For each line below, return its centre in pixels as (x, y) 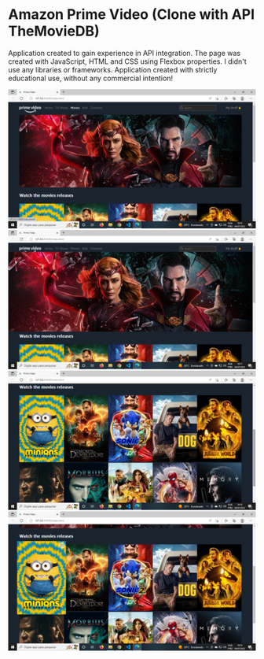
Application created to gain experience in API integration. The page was (125, 53)
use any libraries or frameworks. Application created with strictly (113, 69)
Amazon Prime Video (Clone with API (132, 15)
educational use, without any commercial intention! (91, 78)
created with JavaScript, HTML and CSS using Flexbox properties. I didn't (128, 61)
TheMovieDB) (54, 31)
